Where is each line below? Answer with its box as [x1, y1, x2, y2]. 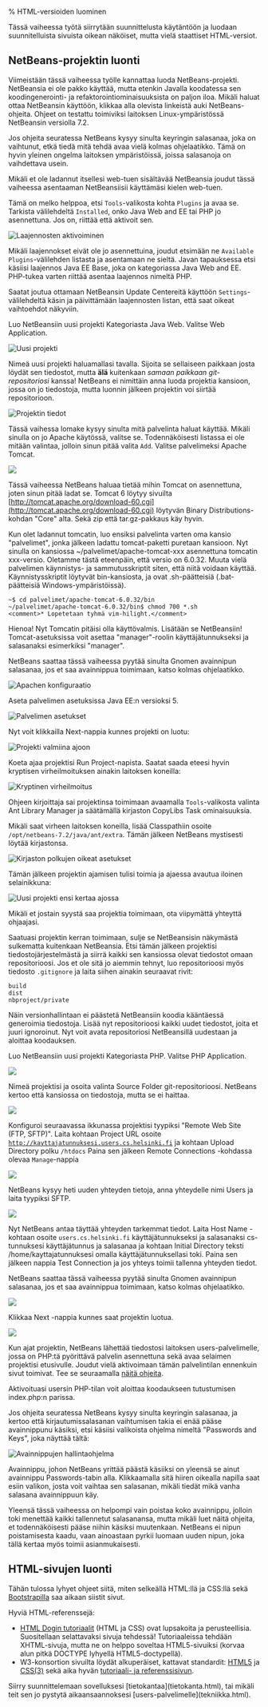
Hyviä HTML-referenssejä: [8, 1607, 95, 1617]
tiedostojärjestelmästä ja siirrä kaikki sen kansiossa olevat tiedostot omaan [8, 949, 254, 959]
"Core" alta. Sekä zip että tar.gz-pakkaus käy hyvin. [34, 513, 205, 523]
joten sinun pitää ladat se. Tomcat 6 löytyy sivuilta [8, 488, 173, 498]
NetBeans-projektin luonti [8, 54, 140, 67]
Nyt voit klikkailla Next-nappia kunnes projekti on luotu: [8, 727, 190, 736]
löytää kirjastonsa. [8, 838, 69, 848]
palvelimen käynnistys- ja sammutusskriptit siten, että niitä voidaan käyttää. [8, 563, 257, 572]
